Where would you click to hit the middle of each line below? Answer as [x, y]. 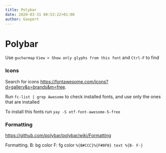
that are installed [22, 102]
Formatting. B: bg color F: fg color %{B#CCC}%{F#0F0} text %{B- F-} [74, 145]
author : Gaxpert [22, 19]
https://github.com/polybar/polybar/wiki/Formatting [58, 135]
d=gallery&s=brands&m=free [35, 87]
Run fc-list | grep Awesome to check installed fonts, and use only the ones [83, 96]
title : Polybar [21, 10]
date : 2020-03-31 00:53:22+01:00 [40, 14]
